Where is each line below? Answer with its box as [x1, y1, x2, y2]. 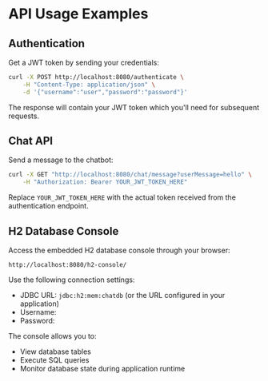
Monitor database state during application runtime [19, 364, 186, 373]
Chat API [8, 134, 54, 148]
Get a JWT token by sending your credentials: [8, 58, 160, 67]
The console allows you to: [8, 331, 97, 340]
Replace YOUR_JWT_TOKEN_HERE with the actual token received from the [8, 192, 236, 202]
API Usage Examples [8, 5, 149, 23]
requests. [8, 111, 40, 121]
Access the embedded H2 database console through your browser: [8, 245, 230, 255]
